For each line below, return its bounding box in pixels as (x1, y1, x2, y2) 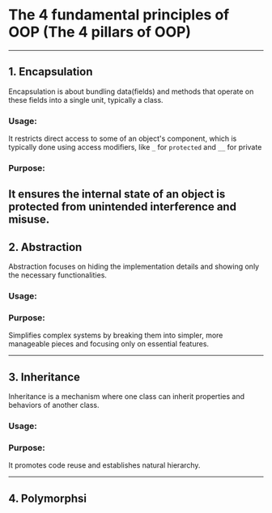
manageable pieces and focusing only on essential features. (8, 339, 209, 349)
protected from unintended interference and (8, 200, 237, 214)
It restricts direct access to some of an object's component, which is (8, 134, 237, 143)
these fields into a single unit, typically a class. (8, 95, 164, 104)
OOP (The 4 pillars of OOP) (8, 23, 192, 41)
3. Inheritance (8, 370, 81, 384)
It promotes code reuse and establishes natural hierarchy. (8, 460, 201, 470)
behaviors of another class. (8, 401, 100, 410)
